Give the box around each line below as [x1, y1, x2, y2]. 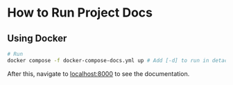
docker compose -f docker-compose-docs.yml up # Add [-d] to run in [7, 57, 209, 64]
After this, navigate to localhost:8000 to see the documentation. [7, 69, 190, 77]
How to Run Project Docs [7, 5, 153, 21]
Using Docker [7, 32, 67, 44]
